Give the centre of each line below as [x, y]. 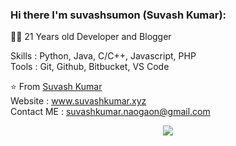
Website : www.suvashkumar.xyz [78, 101]
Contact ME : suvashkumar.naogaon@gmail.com [110, 112]
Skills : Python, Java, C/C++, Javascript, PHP [103, 56]
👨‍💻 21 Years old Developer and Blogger [91, 37]
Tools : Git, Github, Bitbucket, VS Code [90, 67]
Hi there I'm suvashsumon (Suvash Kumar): [118, 15]
